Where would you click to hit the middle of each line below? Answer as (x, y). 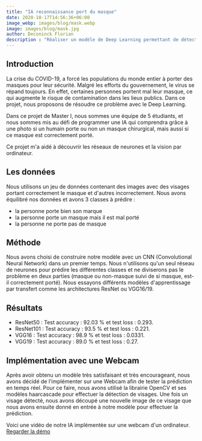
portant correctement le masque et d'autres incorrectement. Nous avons (96, 193)
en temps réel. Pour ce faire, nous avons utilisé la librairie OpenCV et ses (96, 388)
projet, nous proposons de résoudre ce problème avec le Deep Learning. (96, 104)
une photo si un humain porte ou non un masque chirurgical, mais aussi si (98, 128)
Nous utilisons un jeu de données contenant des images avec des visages (98, 187)
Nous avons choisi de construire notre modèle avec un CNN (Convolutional (99, 257)
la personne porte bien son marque (58, 211)
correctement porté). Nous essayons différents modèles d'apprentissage (100, 283)
